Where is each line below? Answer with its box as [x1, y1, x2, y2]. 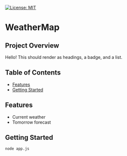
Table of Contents [5, 69, 61, 77]
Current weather [12, 114, 46, 120]
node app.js [5, 146, 29, 152]
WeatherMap [5, 22, 60, 33]
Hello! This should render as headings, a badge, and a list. [5, 54, 123, 60]
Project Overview [5, 41, 59, 50]
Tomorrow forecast [12, 119, 51, 125]
